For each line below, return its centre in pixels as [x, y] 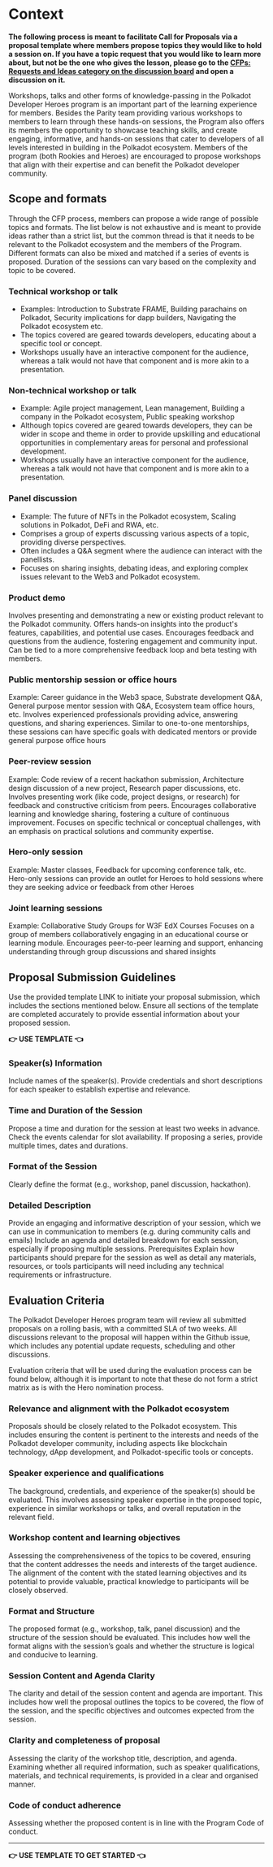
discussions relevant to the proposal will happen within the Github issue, [129, 1337]
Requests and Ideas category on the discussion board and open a [121, 71]
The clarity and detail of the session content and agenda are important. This [136, 1693]
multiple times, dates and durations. [68, 1145]
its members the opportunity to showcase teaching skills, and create [123, 130]
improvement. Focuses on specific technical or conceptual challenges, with [135, 823]
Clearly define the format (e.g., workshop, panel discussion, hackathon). [130, 1184]
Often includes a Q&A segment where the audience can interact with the [141, 550]
